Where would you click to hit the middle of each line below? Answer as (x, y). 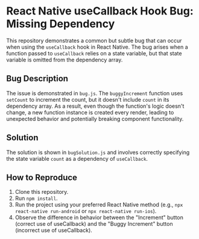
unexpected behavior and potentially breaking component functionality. (95, 119)
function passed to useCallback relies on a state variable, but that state (94, 53)
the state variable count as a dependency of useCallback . (77, 158)
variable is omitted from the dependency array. (65, 60)
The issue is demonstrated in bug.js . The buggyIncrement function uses (95, 93)
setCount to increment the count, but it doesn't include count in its (88, 99)
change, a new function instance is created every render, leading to (90, 112)
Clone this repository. (42, 192)
